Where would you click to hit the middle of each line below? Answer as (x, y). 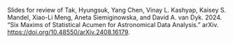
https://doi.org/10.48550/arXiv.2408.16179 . (69, 32)
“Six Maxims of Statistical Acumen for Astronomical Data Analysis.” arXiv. (113, 25)
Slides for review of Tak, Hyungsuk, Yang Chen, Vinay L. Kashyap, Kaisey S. (116, 10)
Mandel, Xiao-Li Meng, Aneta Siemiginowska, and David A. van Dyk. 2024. (115, 17)
